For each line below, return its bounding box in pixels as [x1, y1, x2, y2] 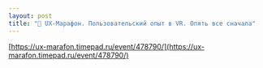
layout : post [8, 11, 53, 20]
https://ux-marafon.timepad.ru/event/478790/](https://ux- [11, 41, 205, 51]
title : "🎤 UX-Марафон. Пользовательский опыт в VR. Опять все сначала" [8, 19, 256, 28]
